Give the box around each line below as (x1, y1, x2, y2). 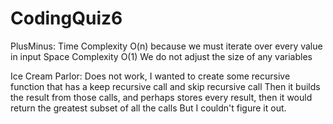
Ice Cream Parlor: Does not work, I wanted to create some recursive (10, 70, 291, 82)
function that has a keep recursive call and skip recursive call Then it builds (10, 80, 321, 92)
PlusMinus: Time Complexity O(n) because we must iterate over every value (10, 40, 323, 52)
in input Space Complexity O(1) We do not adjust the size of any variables (10, 50, 313, 62)
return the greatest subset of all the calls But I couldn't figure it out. (10, 102, 287, 114)
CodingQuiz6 (10, 7, 123, 30)
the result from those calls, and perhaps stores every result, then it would (10, 91, 313, 103)
